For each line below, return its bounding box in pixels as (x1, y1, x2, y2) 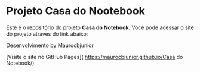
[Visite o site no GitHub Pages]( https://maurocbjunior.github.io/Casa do (6, 53, 183, 60)
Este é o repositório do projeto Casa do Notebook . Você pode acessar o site (6, 24, 194, 31)
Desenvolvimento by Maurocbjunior (6, 42, 94, 49)
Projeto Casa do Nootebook (6, 4, 145, 18)
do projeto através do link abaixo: (6, 30, 88, 37)
